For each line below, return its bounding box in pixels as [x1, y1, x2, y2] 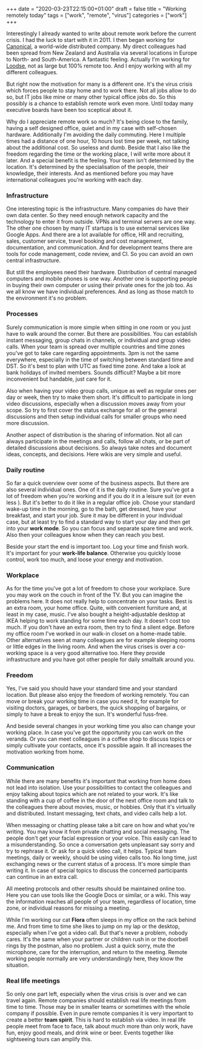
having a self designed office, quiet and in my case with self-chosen [6, 125, 177, 131]
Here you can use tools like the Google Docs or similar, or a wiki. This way [6, 891, 191, 899]
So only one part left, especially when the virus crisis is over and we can [6, 991, 187, 998]
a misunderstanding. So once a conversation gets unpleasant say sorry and [6, 840, 195, 848]
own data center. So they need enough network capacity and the [6, 212, 168, 219]
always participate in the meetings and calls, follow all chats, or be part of [6, 437, 190, 445]
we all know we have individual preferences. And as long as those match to [6, 288, 194, 296]
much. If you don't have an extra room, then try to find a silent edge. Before [6, 623, 195, 631]
